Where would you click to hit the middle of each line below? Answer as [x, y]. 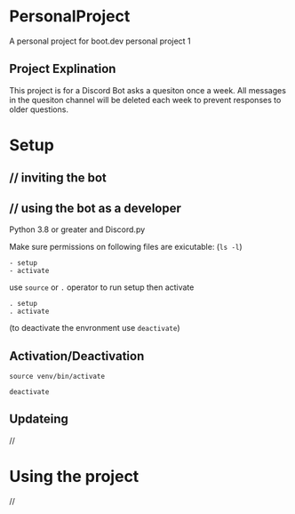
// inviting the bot [58, 178]
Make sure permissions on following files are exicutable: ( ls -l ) [126, 247]
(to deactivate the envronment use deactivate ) [95, 328]
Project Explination [63, 69]
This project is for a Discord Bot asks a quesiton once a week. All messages [148, 90]
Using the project [74, 476]
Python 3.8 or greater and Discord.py [77, 229]
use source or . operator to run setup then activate [102, 287]
